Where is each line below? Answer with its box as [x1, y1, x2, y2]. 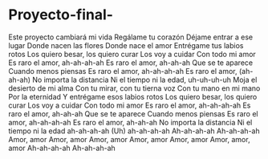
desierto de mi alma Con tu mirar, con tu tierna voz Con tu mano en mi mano [8, 83, 261, 93]
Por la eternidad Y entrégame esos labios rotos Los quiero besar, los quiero [8, 92, 258, 101]
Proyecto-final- [8, 6, 114, 24]
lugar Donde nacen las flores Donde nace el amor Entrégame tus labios [8, 40, 244, 50]
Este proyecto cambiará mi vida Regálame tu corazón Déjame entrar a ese [8, 32, 254, 42]
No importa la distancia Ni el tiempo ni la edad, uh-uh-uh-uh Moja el [31, 75, 258, 84]
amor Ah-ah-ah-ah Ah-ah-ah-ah [8, 143, 116, 153]
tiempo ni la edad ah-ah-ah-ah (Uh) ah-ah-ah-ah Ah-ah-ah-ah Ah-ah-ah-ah [8, 126, 260, 136]
